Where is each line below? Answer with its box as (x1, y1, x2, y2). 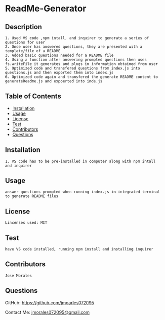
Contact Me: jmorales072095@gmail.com (5, 309, 90, 315)
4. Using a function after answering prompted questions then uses (5, 57, 147, 62)
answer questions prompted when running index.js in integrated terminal (5, 189, 161, 195)
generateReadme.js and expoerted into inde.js (5, 79, 103, 84)
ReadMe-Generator (5, 3, 86, 14)
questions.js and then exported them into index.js (5, 70, 114, 75)
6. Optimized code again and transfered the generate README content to (5, 74, 158, 79)
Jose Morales (5, 273, 32, 278)
